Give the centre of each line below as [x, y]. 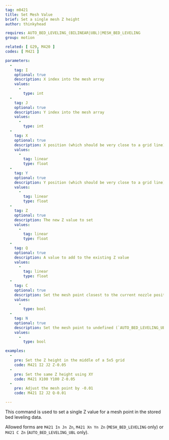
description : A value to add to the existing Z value [72, 258]
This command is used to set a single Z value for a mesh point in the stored [83, 412]
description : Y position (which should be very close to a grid [83, 182]
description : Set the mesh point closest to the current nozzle [83, 295]
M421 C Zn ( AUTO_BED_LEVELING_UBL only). [47, 432]
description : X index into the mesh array [59, 79]
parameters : [18, 60]
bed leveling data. [24, 417]
